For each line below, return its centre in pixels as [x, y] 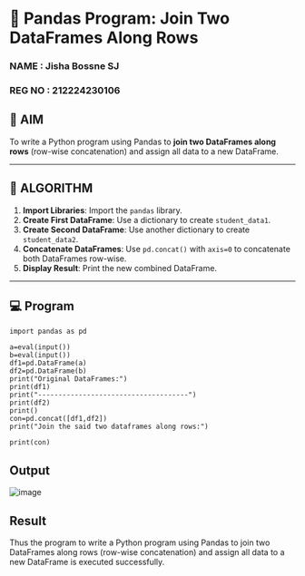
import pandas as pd [49, 332]
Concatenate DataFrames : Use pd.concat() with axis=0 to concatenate [156, 249]
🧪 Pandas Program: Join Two [119, 19]
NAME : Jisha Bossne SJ [64, 66]
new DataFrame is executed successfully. [87, 562]
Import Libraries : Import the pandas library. [103, 210]
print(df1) [30, 387]
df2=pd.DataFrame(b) [49, 371]
